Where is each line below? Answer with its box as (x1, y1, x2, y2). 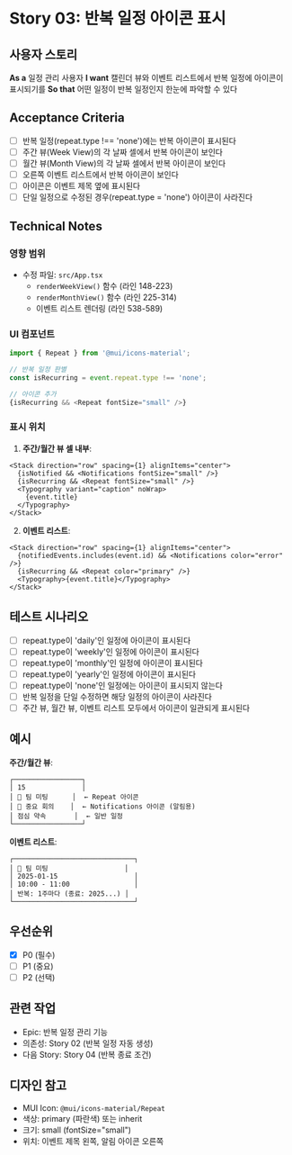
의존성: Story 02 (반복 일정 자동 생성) (22, 1037, 154, 1049)
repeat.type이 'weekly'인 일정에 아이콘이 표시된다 (22, 645, 199, 657)
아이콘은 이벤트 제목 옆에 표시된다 (22, 181, 141, 192)
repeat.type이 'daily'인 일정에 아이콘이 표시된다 (22, 635, 191, 645)
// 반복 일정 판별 (9, 365, 67, 374)
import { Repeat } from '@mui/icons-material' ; (9, 348, 191, 358)
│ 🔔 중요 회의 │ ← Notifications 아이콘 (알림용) (9, 802, 196, 811)
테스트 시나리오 (9, 609, 89, 625)
